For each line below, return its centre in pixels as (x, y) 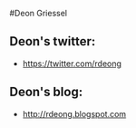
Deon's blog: (46, 92)
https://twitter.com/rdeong (72, 64)
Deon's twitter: (53, 41)
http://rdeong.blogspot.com (74, 113)
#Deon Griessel (39, 13)
